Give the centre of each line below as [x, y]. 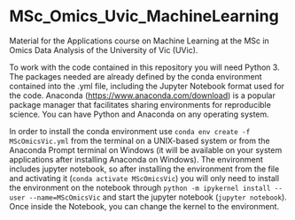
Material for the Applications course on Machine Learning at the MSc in [140, 41]
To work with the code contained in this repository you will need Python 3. [145, 67]
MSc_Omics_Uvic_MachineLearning [144, 16]
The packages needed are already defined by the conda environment [136, 76]
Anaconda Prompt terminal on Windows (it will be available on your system [146, 150]
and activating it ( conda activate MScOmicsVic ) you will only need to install [144, 178]
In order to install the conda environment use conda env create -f [130, 131]
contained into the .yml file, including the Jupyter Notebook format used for [147, 86]
